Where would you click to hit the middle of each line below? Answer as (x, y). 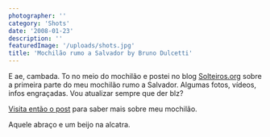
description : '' (35, 38)
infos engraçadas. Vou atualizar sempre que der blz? (96, 93)
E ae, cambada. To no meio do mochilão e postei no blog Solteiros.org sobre (135, 76)
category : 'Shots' (39, 23)
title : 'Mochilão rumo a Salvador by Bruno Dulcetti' (101, 53)
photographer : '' (37, 16)
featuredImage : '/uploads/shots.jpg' (72, 46)
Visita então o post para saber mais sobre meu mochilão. (103, 109)
